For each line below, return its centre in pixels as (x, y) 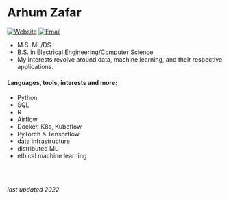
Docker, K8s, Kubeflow (49, 127)
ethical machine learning (52, 156)
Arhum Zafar (44, 13)
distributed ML (38, 149)
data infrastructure (44, 141)
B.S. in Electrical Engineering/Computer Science (85, 52)
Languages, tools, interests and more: (62, 82)
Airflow (27, 120)
